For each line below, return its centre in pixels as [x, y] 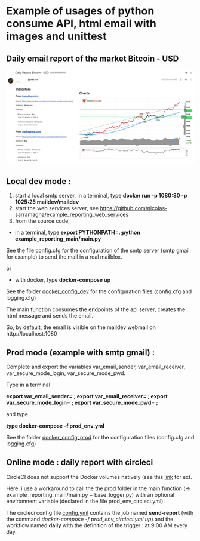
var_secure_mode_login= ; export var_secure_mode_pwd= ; [82, 403]
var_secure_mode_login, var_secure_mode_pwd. [66, 373]
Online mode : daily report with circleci [80, 462]
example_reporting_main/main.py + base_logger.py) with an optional [90, 494]
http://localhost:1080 [32, 334]
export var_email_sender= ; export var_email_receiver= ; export [87, 396]
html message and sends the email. [50, 316]
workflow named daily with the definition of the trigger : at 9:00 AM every [97, 525]
